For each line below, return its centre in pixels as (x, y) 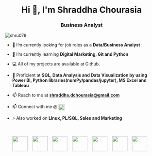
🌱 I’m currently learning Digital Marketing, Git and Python (70, 54)
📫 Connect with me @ (35, 107)
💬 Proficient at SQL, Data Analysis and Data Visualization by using (79, 75)
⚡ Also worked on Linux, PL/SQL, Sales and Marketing (67, 118)
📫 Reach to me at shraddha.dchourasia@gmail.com (66, 95)
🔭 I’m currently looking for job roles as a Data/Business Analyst (76, 45)
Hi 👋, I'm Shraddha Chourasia (82, 10)
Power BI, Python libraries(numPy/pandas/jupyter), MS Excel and (79, 80)
